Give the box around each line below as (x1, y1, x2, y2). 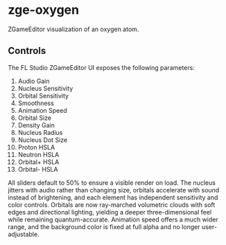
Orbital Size (17, 114, 51, 122)
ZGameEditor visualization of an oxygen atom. (8, 25, 139, 33)
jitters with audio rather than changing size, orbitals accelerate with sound (8, 185, 220, 194)
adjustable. (8, 230, 40, 238)
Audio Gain (17, 77, 50, 85)
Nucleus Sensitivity (17, 84, 73, 92)
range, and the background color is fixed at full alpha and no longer (8, 222, 200, 230)
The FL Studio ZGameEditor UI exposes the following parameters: (8, 63, 195, 71)
